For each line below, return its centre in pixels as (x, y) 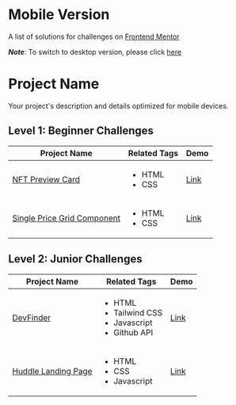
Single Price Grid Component (67, 218)
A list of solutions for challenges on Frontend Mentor (94, 36)
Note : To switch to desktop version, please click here (95, 52)
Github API (133, 332)
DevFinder (32, 317)
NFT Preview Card (46, 179)
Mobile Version (59, 15)
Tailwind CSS (138, 312)
